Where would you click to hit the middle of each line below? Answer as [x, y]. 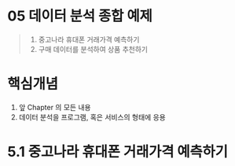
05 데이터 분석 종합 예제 [80, 16]
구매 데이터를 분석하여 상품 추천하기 [93, 49]
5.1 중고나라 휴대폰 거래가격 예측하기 [118, 152]
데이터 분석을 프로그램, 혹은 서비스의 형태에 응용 [92, 117]
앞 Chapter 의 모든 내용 [55, 107]
